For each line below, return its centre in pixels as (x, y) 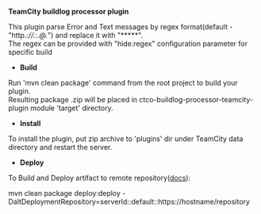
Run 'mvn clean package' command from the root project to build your (123, 83)
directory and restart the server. (60, 147)
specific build (31, 52)
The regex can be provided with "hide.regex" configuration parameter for (128, 44)
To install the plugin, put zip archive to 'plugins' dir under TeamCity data (126, 139)
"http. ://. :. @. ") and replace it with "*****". (76, 35)
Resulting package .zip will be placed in (73, 99)
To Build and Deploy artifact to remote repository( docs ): (100, 178)
